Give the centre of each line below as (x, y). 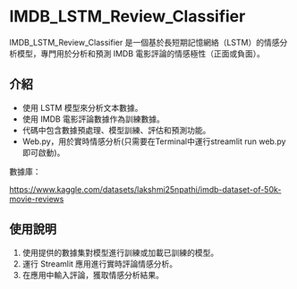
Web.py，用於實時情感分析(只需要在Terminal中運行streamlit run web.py (154, 141)
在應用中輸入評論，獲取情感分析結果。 (93, 275)
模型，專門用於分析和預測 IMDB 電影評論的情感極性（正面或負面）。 (141, 53)
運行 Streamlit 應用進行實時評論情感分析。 (100, 263)
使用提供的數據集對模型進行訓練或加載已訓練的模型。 (120, 252)
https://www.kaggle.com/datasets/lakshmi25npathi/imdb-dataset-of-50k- (145, 189)
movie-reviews (37, 199)
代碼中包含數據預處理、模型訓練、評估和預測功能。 (116, 130)
